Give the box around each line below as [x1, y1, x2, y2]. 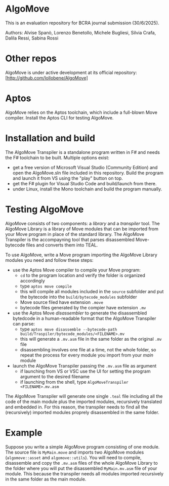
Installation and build [5, 133, 96, 144]
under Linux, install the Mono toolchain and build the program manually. [12, 186, 162, 192]
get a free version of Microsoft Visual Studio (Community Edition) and [12, 164, 158, 170]
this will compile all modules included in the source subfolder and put [20, 288, 164, 294]
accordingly [20, 277, 46, 283]
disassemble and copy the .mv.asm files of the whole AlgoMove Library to [5, 460, 158, 466]
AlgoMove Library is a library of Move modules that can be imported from [5, 226, 158, 232]
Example [5, 427, 43, 438]
